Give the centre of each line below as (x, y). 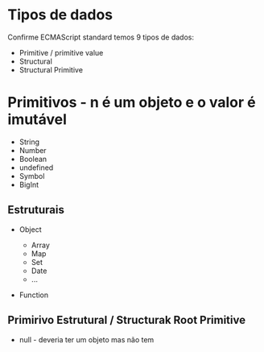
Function (34, 295)
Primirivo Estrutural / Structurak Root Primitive (127, 320)
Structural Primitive (51, 69)
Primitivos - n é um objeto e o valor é (132, 103)
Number (33, 150)
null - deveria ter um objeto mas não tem (87, 339)
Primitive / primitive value (61, 52)
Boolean (33, 159)
